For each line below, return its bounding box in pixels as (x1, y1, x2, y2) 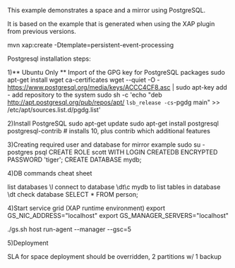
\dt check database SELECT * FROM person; (7, 190, 139, 198)
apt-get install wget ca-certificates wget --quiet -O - (7, 75, 160, 84)
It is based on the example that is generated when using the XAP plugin (7, 20, 215, 28)
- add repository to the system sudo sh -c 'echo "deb (7, 91, 162, 99)
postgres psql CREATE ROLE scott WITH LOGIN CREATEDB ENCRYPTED (7, 148, 218, 156)
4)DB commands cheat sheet (7, 169, 92, 177)
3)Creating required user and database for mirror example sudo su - (7, 140, 206, 149)
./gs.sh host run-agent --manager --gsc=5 (7, 225, 132, 233)
